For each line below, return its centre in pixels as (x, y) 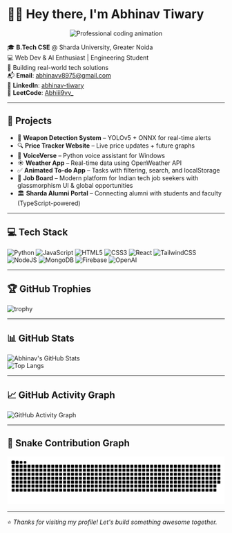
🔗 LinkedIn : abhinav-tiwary (46, 85)
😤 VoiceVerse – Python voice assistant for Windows (91, 155)
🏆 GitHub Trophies (49, 289)
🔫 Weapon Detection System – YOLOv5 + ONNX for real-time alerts (114, 137)
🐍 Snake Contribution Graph (68, 443)
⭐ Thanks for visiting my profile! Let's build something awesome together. (112, 522)
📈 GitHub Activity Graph (61, 395)
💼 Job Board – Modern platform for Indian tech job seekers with (108, 178)
